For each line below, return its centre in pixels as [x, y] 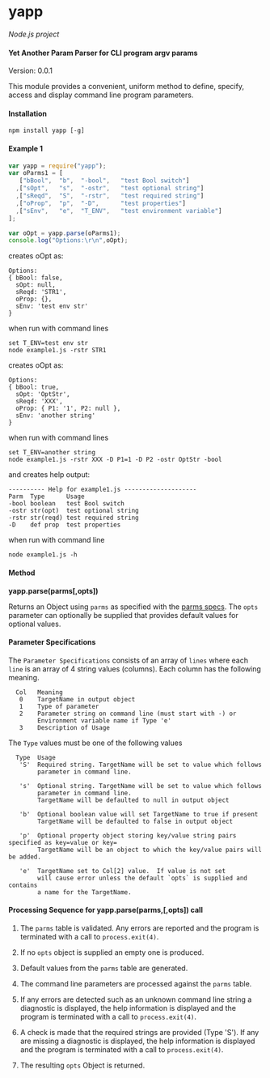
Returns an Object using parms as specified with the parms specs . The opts [133, 607]
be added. [25, 857]
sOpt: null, [36, 285]
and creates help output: [49, 475]
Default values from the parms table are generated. [104, 968]
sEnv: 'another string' [55, 415]
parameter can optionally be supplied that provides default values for [123, 615]
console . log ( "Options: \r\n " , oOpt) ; [68, 241]
